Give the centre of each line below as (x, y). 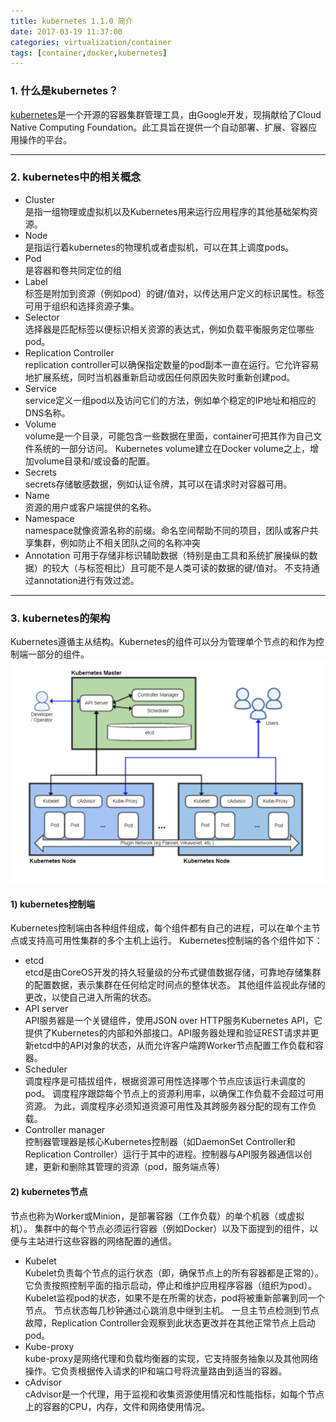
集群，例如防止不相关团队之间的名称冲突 (117, 542)
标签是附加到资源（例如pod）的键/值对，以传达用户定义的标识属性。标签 (174, 293)
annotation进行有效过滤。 (86, 580)
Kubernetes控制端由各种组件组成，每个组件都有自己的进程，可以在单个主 (161, 928)
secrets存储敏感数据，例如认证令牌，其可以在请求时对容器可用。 (158, 484)
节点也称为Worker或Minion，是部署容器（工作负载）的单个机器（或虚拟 (157, 1216)
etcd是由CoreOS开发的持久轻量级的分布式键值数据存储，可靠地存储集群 (173, 972)
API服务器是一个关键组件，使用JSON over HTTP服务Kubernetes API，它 (173, 1021)
